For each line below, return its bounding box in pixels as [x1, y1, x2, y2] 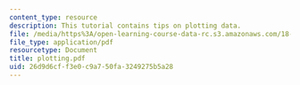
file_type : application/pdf [9, 37, 114, 47]
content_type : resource [9, 12, 98, 22]
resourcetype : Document [9, 46, 98, 55]
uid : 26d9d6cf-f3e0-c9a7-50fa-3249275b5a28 [9, 63, 174, 72]
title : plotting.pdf [9, 54, 87, 63]
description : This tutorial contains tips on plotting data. [9, 21, 242, 30]
